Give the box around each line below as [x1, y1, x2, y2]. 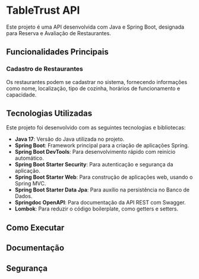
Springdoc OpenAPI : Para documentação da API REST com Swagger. [14, 199, 186, 206]
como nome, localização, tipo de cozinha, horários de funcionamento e [6, 85, 181, 92]
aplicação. [14, 168, 40, 175]
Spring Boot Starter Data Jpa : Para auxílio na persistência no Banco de [14, 186, 190, 194]
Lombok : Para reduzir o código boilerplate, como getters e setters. [14, 205, 179, 212]
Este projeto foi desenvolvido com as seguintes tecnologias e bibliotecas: [6, 124, 186, 131]
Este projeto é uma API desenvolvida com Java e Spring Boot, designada [6, 23, 185, 30]
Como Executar [6, 222, 65, 232]
